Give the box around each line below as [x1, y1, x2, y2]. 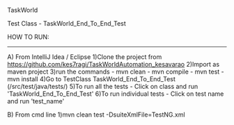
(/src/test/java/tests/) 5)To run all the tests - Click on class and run [7, 83, 198, 90]
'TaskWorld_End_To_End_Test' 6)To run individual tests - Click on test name [7, 90, 224, 98]
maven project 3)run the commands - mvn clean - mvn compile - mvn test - [7, 67, 224, 76]
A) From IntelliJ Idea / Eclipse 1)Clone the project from [7, 53, 162, 61]
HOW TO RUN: [7, 33, 50, 41]
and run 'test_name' [7, 97, 65, 105]
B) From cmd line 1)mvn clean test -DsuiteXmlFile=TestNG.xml [7, 110, 186, 119]
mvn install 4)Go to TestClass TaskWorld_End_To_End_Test [7, 75, 176, 83]
